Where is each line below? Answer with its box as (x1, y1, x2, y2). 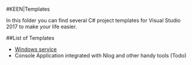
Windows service (14, 46, 57, 53)
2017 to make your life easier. (6, 23, 77, 30)
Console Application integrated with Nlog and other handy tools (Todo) (14, 52, 187, 59)
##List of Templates (6, 35, 55, 41)
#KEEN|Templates (6, 6, 50, 12)
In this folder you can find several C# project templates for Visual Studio (6, 17, 181, 23)
